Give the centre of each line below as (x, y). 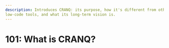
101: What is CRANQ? (51, 39)
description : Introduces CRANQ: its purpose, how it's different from (81, 10)
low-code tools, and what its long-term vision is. (60, 14)
